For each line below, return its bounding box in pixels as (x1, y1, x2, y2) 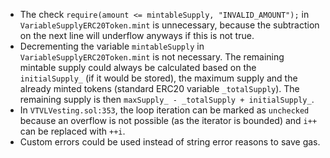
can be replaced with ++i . (19, 125, 126, 137)
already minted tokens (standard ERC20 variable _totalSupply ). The (19, 83, 300, 94)
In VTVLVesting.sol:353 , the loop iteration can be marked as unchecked (19, 104, 310, 116)
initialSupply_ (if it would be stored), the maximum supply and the (19, 72, 298, 84)
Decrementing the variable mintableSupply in (19, 40, 205, 52)
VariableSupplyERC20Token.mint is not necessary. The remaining (19, 51, 285, 63)
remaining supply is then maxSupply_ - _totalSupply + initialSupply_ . (19, 94, 315, 105)
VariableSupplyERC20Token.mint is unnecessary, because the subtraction (19, 19, 320, 31)
